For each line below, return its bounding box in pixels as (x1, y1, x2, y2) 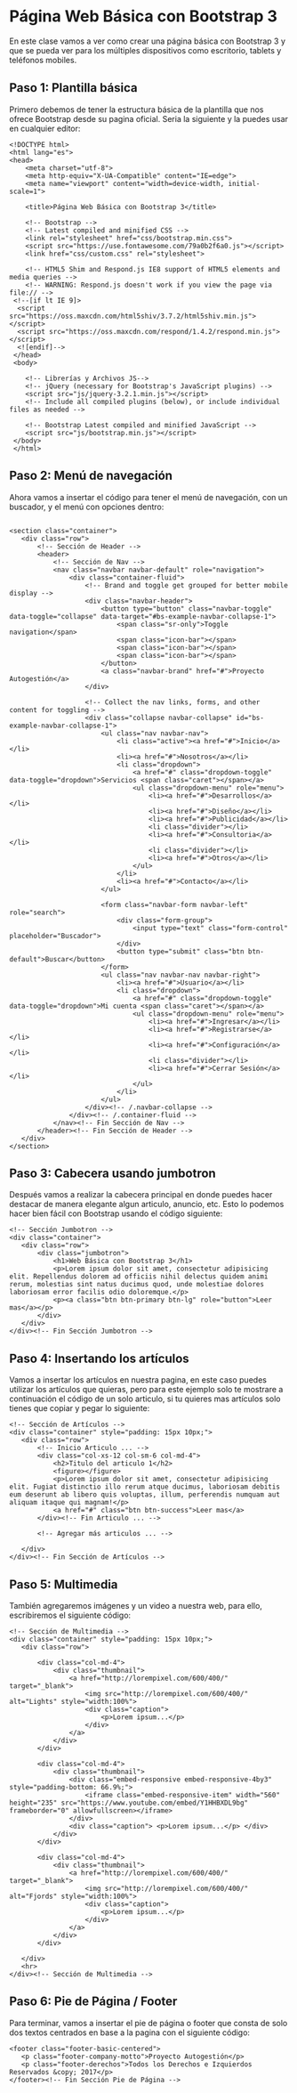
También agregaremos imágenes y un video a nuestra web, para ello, (9, 1601, 262, 1610)
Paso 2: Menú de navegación (9, 468, 173, 483)
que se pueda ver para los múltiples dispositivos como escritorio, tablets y (9, 45, 282, 55)
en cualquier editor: (9, 123, 81, 134)
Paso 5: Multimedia (9, 1577, 118, 1592)
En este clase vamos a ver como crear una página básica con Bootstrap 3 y (9, 36, 286, 46)
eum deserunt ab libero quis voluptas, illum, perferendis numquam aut (9, 1490, 280, 1499)
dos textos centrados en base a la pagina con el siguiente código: (9, 2027, 251, 2038)
